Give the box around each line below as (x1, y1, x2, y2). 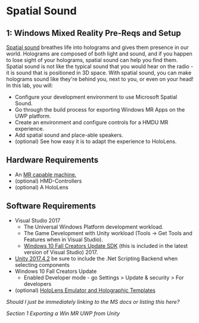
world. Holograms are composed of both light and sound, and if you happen (6, 50, 192, 57)
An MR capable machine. (14, 171, 77, 178)
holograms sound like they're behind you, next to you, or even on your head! (6, 76, 194, 82)
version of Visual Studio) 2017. (23, 248, 98, 256)
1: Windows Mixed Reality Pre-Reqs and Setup (6, 28, 182, 38)
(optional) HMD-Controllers (14, 177, 82, 184)
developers (23, 280, 52, 287)
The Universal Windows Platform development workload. (23, 223, 164, 230)
